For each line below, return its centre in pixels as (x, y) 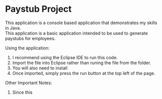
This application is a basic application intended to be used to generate (77, 33)
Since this (22, 92)
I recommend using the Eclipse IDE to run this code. (65, 57)
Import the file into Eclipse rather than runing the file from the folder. (82, 63)
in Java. (13, 28)
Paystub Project (39, 9)
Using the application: (27, 48)
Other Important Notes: (29, 83)
